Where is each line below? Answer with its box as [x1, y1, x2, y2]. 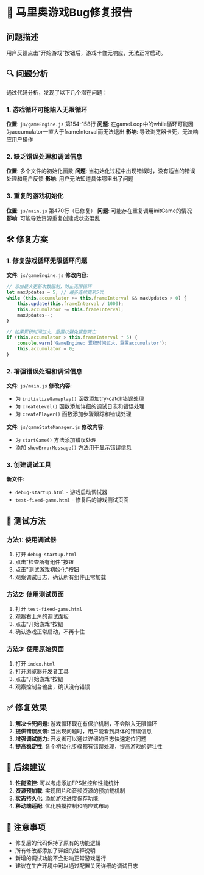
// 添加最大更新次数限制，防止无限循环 [6, 284, 92, 290]
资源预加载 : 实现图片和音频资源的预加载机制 [15, 787, 125, 794]
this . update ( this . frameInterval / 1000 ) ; [17, 301, 124, 307]
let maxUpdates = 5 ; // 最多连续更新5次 [6, 289, 104, 296]
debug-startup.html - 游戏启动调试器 [15, 489, 108, 496]
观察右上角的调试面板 [15, 613, 69, 620]
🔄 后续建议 [6, 762, 46, 772]
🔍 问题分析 [6, 68, 49, 79]
